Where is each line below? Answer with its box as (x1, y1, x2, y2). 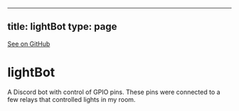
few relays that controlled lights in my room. (7, 95, 136, 103)
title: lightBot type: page (7, 21, 117, 33)
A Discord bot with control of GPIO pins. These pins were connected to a (7, 88, 221, 96)
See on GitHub (7, 40, 51, 48)
